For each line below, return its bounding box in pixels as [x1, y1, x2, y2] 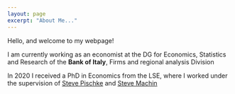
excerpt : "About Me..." [7, 17, 78, 24]
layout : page [7, 10, 46, 18]
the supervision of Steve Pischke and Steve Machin [7, 78, 158, 87]
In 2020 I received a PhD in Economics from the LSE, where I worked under [7, 71, 228, 80]
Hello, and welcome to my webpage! [7, 36, 114, 45]
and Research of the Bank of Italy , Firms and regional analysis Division [7, 57, 214, 66]
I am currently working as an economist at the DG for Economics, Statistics [7, 50, 226, 59]
